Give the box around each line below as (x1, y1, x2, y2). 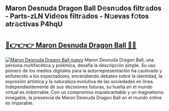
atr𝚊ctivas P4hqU (5, 20, 63, 28)
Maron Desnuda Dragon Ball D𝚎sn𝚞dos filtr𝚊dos (5, 4, 162, 13)
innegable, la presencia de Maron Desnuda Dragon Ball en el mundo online (5, 95, 162, 100)
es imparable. (5, 100, 34, 106)
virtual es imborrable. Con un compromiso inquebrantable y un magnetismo (5, 89, 164, 95)
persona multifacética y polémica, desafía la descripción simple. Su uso (5, 62, 156, 68)
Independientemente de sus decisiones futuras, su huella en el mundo (5, 84, 153, 90)
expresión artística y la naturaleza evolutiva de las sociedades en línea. (5, 79, 154, 84)
